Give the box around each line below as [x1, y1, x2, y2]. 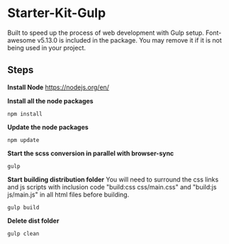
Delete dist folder [7, 216, 60, 225]
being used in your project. [7, 43, 86, 52]
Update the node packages [7, 123, 89, 131]
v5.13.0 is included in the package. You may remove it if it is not [37, 35, 222, 44]
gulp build [7, 204, 40, 211]
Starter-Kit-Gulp [7, 5, 106, 21]
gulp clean [7, 230, 40, 237]
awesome [7, 35, 36, 44]
